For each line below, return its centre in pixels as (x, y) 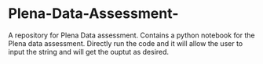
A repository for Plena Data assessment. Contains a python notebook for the (131, 35)
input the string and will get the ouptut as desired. (89, 52)
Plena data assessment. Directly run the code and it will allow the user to (126, 43)
